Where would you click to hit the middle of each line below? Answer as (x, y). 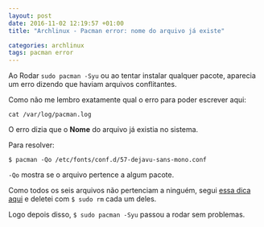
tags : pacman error (41, 53)
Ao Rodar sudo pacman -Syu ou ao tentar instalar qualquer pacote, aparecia (132, 76)
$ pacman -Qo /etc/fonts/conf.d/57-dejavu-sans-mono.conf (107, 160)
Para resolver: (31, 145)
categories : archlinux (46, 45)
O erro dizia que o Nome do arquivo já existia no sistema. (103, 130)
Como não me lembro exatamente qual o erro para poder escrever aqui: (128, 100)
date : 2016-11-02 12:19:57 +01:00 (66, 23)
